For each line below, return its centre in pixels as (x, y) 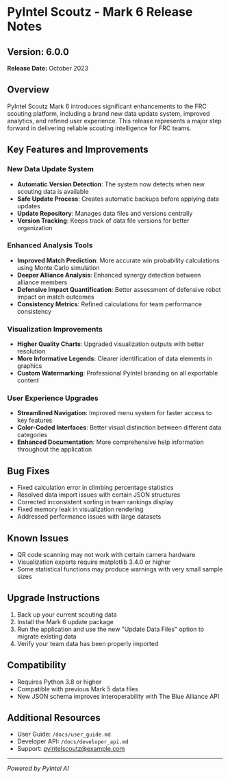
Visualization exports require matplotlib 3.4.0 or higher (94, 562)
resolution (31, 351)
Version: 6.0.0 (38, 52)
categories (32, 435)
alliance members (42, 282)
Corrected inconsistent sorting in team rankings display (95, 502)
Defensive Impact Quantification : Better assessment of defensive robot (119, 289)
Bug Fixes (28, 471)
